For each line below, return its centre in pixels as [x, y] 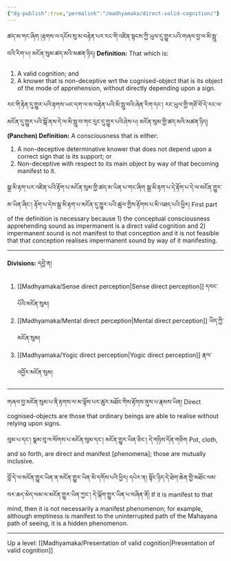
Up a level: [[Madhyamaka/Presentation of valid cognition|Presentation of [111, 542]
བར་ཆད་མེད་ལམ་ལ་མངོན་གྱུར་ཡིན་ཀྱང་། [49, 494]
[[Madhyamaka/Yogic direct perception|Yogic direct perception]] [109, 355]
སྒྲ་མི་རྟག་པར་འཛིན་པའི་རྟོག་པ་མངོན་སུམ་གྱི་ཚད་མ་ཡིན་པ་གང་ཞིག [76, 187]
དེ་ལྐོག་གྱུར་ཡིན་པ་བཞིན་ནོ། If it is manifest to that [153, 494]
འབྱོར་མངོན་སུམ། [35, 372]
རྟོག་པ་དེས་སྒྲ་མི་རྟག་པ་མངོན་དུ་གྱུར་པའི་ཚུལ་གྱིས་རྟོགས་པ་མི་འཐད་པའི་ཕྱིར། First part [126, 204]
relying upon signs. [34, 423]
